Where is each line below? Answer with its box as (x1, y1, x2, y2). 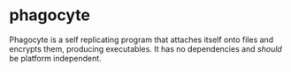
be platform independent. (9, 53, 102, 63)
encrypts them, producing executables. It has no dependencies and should (9, 43, 283, 54)
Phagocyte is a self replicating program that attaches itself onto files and (9, 34, 274, 45)
